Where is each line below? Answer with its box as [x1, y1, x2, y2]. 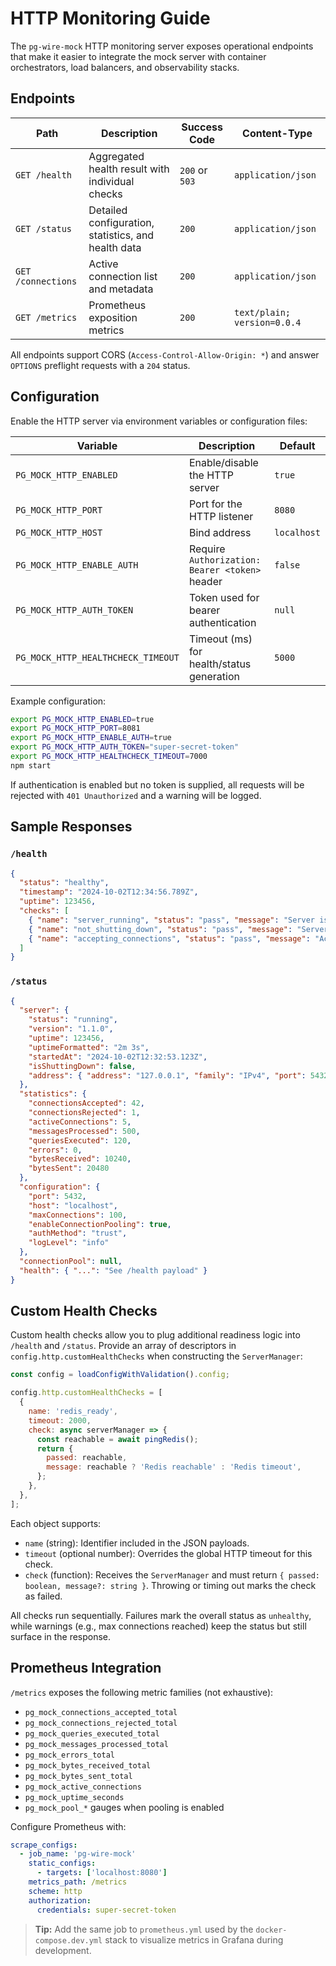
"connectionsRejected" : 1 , [28, 1108, 141, 1118]
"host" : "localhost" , [28, 1200, 118, 1211]
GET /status [15, 223, 73, 234]
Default [279, 438, 316, 452]
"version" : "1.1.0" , [28, 1024, 114, 1034]
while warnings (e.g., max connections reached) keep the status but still [10, 1620, 307, 1632]
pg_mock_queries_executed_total [24, 1728, 160, 1739]
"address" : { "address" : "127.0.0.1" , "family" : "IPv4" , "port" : [28, 1070, 307, 1081]
